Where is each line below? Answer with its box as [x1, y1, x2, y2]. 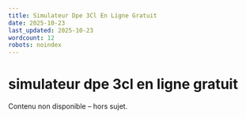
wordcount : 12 [8, 33, 55, 42]
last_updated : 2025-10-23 [8, 26, 93, 34]
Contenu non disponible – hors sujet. [8, 102, 128, 111]
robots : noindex [8, 41, 62, 49]
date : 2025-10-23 [8, 19, 66, 27]
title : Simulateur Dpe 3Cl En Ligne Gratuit [8, 11, 157, 20]
